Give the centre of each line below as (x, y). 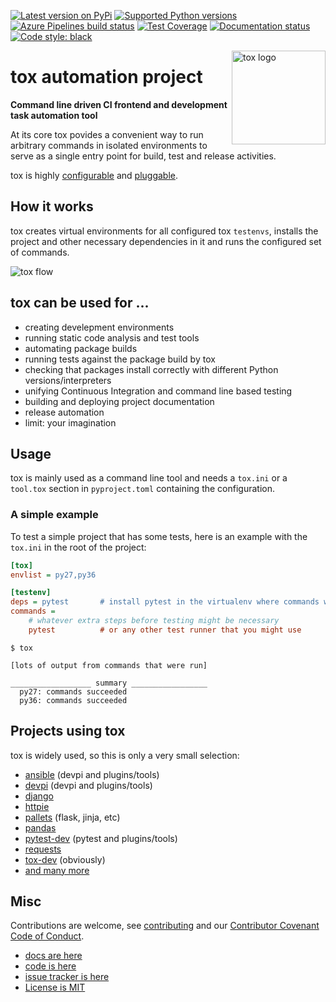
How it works (52, 206)
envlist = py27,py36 (53, 575)
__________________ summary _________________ (109, 683)
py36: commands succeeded (73, 700)
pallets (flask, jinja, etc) (72, 817)
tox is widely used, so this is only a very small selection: (125, 755)
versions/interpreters (68, 380)
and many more (57, 870)
